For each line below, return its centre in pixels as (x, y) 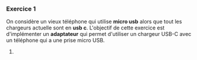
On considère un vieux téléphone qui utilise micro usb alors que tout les (94, 22)
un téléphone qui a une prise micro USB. (55, 41)
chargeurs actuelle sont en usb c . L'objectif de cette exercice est (85, 28)
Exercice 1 (21, 9)
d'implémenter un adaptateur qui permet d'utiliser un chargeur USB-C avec (99, 34)
